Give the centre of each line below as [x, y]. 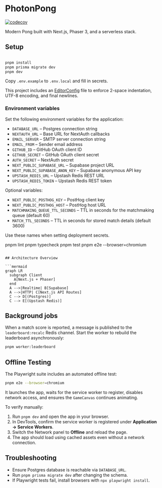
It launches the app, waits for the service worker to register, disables [74, 392]
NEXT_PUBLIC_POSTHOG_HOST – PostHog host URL [59, 205]
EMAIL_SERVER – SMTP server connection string [59, 139]
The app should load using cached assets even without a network [78, 438]
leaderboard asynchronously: [35, 338]
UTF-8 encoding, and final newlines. [42, 96]
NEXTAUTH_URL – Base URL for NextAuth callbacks [61, 134]
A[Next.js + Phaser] [35, 279]
